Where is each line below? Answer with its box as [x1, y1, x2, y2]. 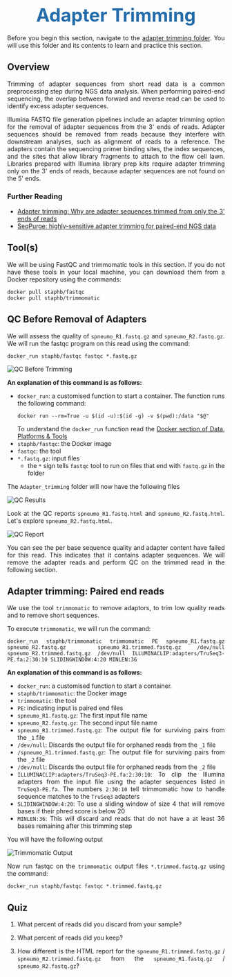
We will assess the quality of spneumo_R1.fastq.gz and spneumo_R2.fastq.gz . [7, 331, 225, 340]
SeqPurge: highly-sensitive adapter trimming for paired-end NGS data [17, 222, 216, 230]
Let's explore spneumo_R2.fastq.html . [7, 517, 113, 525]
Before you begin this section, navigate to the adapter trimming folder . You [7, 33, 225, 42]
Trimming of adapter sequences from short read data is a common [7, 80, 225, 88]
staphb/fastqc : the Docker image [17, 439, 112, 447]
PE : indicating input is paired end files [17, 704, 124, 712]
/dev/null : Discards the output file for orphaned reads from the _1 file [17, 741, 216, 749]
